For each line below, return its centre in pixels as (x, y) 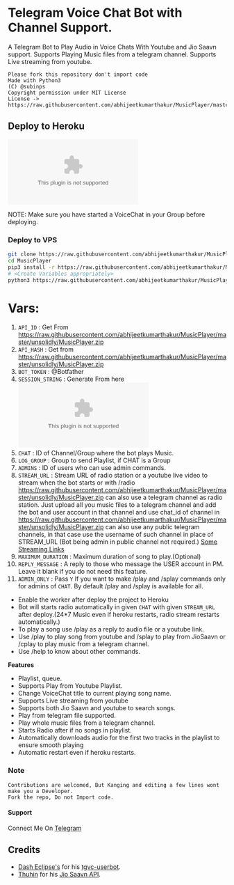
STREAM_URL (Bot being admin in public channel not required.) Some (118, 542)
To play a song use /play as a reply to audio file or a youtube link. (111, 629)
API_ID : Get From (43, 327)
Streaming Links (41, 549)
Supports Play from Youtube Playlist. (70, 686)
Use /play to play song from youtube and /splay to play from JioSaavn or (122, 637)
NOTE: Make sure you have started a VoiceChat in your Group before (107, 214)
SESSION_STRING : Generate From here (71, 379)
